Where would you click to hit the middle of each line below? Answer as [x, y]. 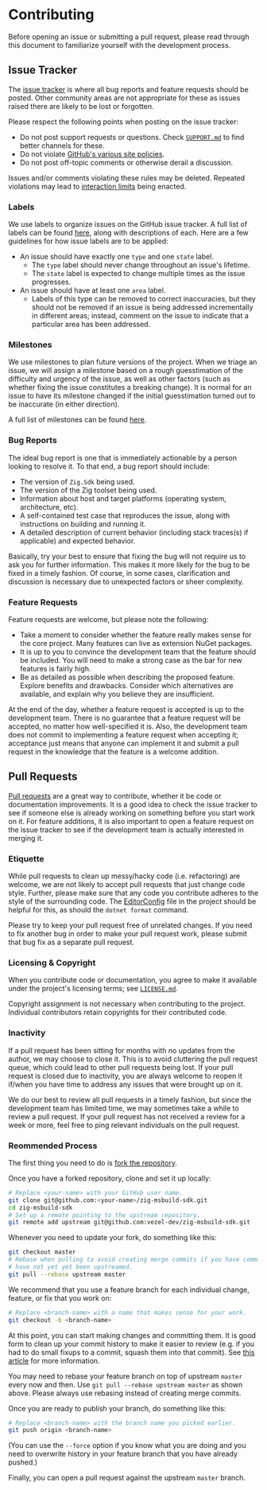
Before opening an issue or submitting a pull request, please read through [129, 37]
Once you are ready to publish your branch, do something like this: [117, 1408]
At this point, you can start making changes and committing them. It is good [132, 1335]
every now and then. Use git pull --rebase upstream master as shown [126, 1384]
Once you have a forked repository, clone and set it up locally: [110, 1178]
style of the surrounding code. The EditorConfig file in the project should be [132, 901]
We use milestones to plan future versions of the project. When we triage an [133, 362]
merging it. [26, 838]
